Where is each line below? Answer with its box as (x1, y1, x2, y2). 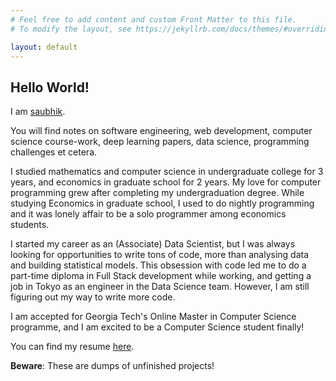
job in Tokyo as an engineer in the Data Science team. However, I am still (10, 281, 310, 293)
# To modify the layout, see (10, 24, 132, 34)
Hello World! (10, 79, 90, 96)
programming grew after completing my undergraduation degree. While (10, 187, 305, 199)
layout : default (10, 42, 78, 52)
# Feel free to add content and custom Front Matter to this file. (10, 14, 298, 25)
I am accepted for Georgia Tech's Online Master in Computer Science (10, 311, 297, 323)
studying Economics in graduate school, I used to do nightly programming (10, 197, 315, 210)
